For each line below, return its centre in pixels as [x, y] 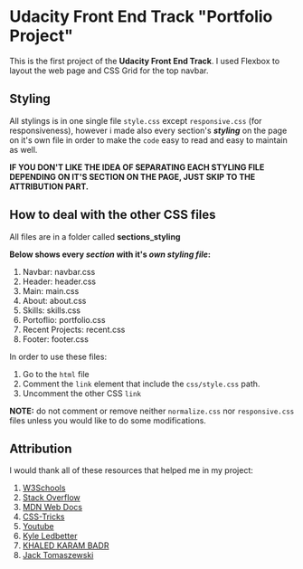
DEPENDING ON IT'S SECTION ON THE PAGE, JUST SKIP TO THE [133, 176]
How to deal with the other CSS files [113, 215]
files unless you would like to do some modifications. [108, 420]
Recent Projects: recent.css [74, 329]
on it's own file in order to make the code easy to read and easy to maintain [148, 140]
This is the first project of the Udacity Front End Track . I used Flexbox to [145, 61]
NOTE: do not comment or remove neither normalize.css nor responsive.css [152, 411]
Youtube [38, 526]
